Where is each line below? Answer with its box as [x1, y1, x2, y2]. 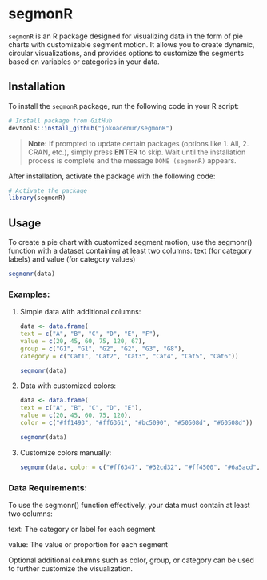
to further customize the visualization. [8, 564, 133, 574]
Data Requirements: [8, 482, 88, 493]
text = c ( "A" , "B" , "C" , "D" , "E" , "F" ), [19, 330, 161, 338]
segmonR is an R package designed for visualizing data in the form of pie [8, 31, 244, 41]
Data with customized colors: [19, 381, 117, 390]
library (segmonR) [8, 194, 66, 202]
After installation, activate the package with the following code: [8, 171, 216, 181]
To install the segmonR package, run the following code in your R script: [8, 101, 240, 110]
